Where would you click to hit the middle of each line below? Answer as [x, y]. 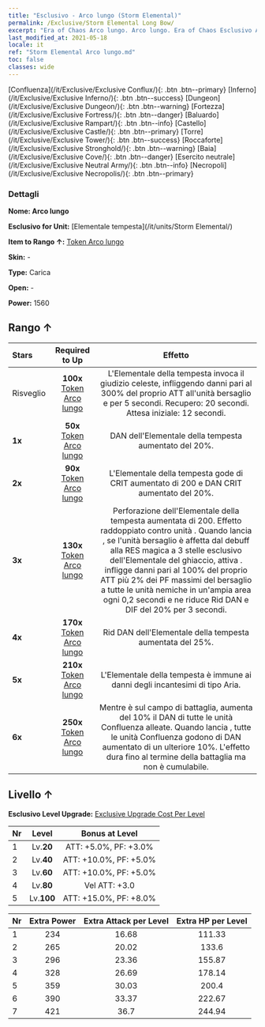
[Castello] [190, 123]
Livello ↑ [31, 795]
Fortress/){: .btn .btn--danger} [134, 115]
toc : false [26, 60]
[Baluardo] [202, 115]
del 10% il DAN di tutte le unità [176, 717]
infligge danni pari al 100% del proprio [176, 570]
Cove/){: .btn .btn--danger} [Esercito [145, 157]
